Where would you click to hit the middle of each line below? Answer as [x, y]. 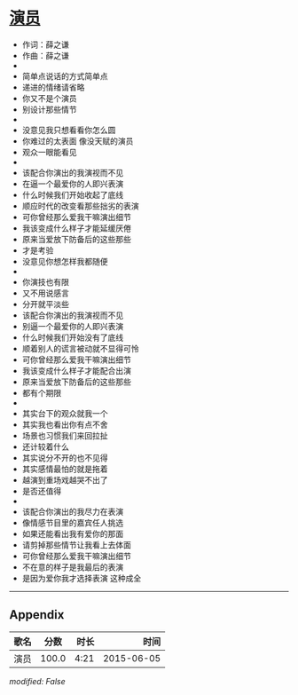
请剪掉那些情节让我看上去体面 [76, 545]
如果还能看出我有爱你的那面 [73, 533]
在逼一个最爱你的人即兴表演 [73, 184]
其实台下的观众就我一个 [65, 413]
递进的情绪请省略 [53, 87]
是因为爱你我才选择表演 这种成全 [82, 578]
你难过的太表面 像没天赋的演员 [78, 141]
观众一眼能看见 [49, 152]
